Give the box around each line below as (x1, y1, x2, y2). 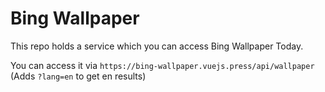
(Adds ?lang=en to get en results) (10, 70, 147, 82)
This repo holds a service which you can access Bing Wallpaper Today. (10, 40, 304, 52)
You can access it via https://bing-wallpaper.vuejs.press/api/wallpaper (10, 59, 315, 71)
